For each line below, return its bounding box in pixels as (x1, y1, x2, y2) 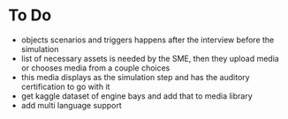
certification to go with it (20, 81, 110, 92)
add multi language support (20, 100, 122, 110)
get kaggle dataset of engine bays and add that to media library (20, 90, 253, 101)
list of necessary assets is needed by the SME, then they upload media (20, 53, 279, 63)
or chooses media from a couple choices (20, 63, 171, 73)
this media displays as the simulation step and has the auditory (20, 71, 250, 82)
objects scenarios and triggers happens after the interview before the (20, 34, 275, 45)
